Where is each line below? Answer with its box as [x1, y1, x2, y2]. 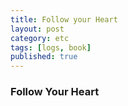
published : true [10, 52, 78, 62]
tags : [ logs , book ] [10, 42, 92, 53]
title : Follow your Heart [10, 14, 118, 25]
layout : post [10, 24, 65, 34]
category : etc [10, 33, 70, 43]
